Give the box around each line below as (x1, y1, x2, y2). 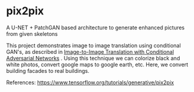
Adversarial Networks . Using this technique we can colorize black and (6, 54, 180, 62)
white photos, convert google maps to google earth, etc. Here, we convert (6, 61, 189, 68)
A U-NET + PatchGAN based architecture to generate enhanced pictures (6, 24, 185, 31)
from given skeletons (6, 30, 58, 37)
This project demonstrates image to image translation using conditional (6, 42, 181, 49)
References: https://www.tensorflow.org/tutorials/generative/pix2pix (6, 79, 174, 86)
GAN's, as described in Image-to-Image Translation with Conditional (6, 48, 174, 55)
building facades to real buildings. (6, 67, 90, 74)
